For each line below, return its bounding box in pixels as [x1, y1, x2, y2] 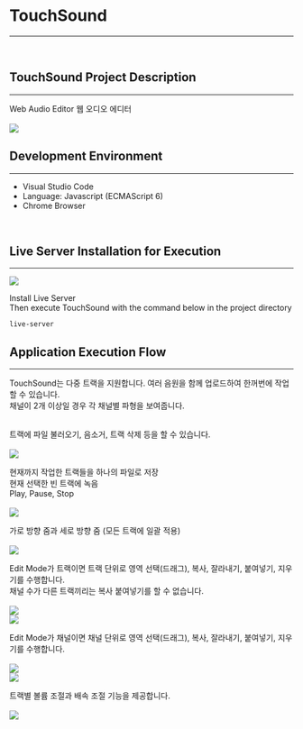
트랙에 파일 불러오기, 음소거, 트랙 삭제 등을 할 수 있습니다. [9, 429, 211, 440]
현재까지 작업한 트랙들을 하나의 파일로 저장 [9, 467, 160, 478]
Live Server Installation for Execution [9, 243, 222, 259]
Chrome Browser [22, 200, 86, 211]
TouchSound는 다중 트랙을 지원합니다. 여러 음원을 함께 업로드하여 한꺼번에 [9, 378, 273, 388]
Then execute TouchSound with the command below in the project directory [9, 303, 292, 314]
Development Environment [9, 149, 163, 164]
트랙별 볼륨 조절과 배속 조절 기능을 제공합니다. [9, 690, 171, 701]
